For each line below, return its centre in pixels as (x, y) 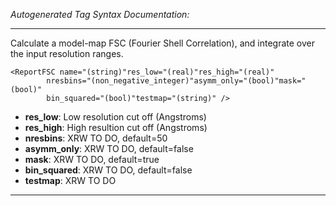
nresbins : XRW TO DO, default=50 (96, 138)
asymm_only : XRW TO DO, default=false (109, 148)
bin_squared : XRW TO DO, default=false (108, 170)
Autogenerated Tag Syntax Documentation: (100, 14)
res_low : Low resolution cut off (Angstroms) (115, 117)
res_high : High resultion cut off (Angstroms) (116, 127)
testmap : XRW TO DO (70, 180)
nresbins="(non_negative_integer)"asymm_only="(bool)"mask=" (176, 81)
